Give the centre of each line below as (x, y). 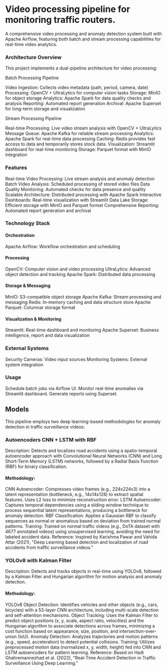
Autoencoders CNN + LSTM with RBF (51, 439)
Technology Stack (28, 223)
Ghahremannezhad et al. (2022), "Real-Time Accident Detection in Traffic (81, 657)
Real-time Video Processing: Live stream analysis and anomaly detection (80, 178)
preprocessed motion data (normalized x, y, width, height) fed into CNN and (83, 647)
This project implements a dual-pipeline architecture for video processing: (81, 68)
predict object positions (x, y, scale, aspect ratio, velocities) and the (75, 620)
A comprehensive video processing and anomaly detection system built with (83, 33)
